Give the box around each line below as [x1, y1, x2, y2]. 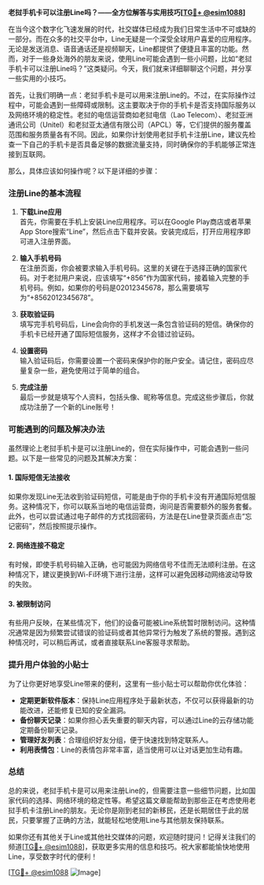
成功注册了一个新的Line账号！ [19, 402, 116, 412]
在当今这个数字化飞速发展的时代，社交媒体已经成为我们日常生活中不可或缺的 [8, 24, 256, 34]
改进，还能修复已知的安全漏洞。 [26, 705, 130, 715]
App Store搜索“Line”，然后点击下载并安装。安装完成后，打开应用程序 [19, 227, 244, 236]
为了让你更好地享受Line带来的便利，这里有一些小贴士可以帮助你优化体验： [8, 679, 249, 688]
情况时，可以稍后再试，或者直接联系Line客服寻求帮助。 [14, 638, 194, 647]
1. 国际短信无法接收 [8, 473, 71, 482]
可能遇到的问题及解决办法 [8, 424, 105, 435]
